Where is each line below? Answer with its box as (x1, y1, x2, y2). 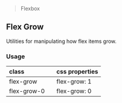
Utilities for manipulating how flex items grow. (6, 38, 117, 45)
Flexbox (20, 5, 40, 12)
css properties (56, 68, 98, 76)
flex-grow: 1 (56, 78, 92, 86)
